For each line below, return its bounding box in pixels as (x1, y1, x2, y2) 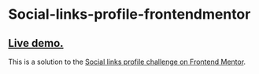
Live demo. (8, 37, 65, 50)
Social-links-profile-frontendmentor (8, 5, 251, 23)
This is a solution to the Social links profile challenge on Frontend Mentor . (8, 57, 246, 66)
